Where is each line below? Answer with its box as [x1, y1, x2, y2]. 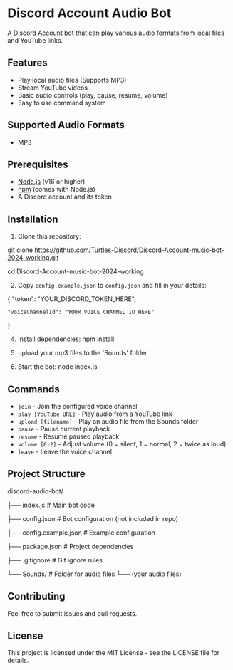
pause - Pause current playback [17, 425, 110, 433]
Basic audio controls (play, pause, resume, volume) [17, 90, 168, 99]
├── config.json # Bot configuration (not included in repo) [7, 514, 179, 523]
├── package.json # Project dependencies [7, 542, 134, 550]
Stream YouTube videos [17, 83, 88, 92]
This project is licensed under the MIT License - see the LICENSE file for [7, 649, 219, 657]
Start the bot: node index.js [17, 362, 98, 371]
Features [7, 57, 48, 69]
